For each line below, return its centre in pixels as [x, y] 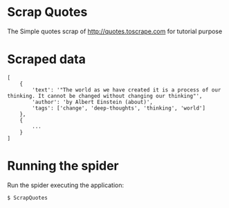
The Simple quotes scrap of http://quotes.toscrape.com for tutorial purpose [115, 31]
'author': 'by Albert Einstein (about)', [93, 102]
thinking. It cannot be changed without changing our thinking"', [105, 96]
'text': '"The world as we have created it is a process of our [127, 90]
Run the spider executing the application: [66, 185]
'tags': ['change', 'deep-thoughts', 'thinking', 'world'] [119, 108]
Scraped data [47, 59]
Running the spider [63, 166]
